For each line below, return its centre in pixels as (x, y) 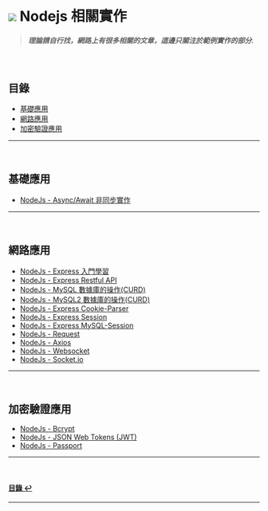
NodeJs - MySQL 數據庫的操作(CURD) (83, 289)
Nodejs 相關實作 (73, 16)
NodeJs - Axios (45, 342)
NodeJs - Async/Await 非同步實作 (75, 199)
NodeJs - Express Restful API (68, 280)
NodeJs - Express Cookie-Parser (74, 309)
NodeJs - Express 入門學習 (64, 271)
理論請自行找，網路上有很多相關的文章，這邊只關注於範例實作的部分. (141, 40)
